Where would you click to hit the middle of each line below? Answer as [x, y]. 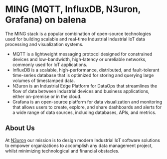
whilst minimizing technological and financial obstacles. [62, 150]
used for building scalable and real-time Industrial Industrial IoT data [75, 39]
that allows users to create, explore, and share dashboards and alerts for [87, 107]
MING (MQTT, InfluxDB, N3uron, [73, 9]
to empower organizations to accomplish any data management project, [79, 145]
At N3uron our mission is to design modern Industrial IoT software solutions [83, 140]
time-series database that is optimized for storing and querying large [83, 75]
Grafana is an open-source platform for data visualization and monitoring [87, 101]
